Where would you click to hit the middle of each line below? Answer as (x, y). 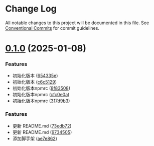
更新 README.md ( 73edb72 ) (42, 126)
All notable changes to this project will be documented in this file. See (77, 23)
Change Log (31, 9)
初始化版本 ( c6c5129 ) (34, 82)
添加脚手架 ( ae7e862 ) (35, 138)
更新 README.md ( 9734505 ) (42, 132)
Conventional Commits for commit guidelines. (52, 28)
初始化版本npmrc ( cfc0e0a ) (41, 95)
